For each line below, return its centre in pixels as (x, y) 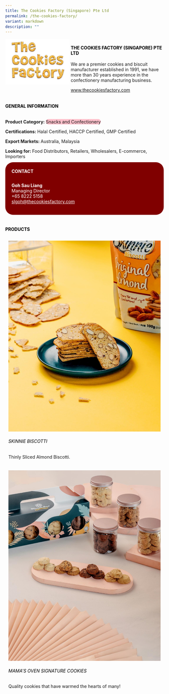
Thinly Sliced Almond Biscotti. (39, 457)
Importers (15, 156)
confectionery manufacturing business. (111, 80)
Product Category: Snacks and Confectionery (53, 121)
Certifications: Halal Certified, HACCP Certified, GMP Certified (70, 132)
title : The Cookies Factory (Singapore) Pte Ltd (57, 11)
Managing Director (31, 191)
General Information (32, 106)
